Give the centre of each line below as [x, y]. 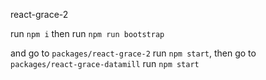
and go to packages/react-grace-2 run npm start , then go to [133, 53]
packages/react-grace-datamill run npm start [105, 63]
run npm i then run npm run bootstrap [87, 33]
